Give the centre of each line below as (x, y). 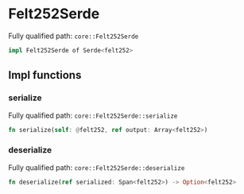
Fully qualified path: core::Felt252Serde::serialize (93, 115)
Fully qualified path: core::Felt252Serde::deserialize (97, 167)
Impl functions (45, 75)
